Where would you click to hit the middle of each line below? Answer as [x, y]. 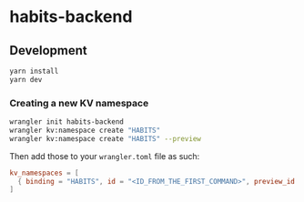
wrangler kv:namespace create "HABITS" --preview [106, 138]
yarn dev [26, 79]
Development [49, 50]
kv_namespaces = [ [44, 173]
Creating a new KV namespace [79, 103]
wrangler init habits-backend [67, 122]
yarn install [34, 71]
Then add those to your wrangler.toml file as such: [105, 156]
